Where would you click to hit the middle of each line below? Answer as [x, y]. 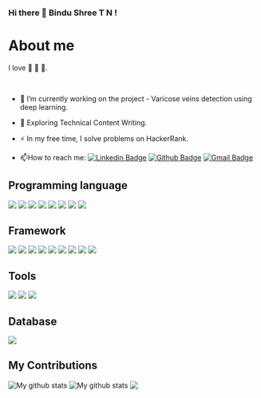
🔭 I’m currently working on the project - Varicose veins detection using [136, 98]
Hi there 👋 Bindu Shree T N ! [63, 13]
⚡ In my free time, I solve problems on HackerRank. [104, 138]
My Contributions [53, 365]
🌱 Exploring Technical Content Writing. [83, 122]
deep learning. [43, 107]
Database [33, 321]
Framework [37, 231]
